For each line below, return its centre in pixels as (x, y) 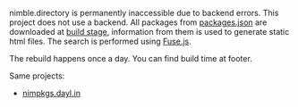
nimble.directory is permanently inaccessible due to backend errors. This (144, 13)
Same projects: (37, 76)
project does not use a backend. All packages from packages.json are (138, 22)
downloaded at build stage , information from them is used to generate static (149, 32)
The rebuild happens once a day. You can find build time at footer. (131, 58)
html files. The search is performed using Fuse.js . (101, 41)
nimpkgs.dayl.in (51, 93)
